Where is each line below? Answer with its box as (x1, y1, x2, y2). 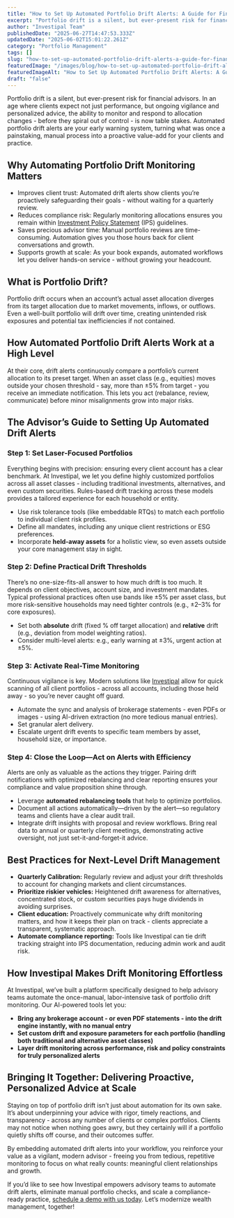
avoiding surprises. (17, 903, 73, 911)
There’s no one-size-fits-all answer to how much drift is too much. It (7, 578, 203, 586)
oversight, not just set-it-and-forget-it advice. (17, 833, 148, 843)
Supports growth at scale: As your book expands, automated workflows (17, 248, 224, 257)
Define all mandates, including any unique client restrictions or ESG (17, 522, 211, 531)
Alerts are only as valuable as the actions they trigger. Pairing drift (7, 768, 196, 777)
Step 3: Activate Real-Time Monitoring (7, 661, 139, 671)
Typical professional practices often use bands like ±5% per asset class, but (7, 592, 226, 601)
